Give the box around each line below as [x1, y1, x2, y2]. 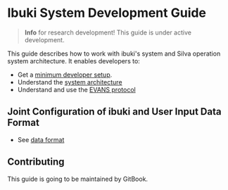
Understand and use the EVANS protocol [17, 85, 136, 94]
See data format [17, 135, 65, 144]
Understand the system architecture [17, 77, 122, 86]
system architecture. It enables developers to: [7, 56, 141, 65]
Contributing [7, 156, 65, 168]
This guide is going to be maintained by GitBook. [7, 175, 148, 183]
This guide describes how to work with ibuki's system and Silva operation [7, 49, 221, 58]
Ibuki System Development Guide [7, 5, 206, 21]
